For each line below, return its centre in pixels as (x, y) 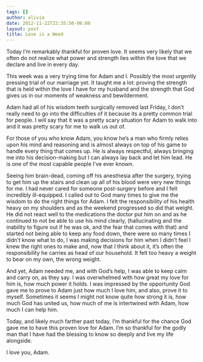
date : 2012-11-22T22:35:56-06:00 (48, 23)
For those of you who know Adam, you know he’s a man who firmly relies (98, 138)
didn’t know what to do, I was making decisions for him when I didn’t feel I (98, 240)
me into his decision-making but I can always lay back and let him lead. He (99, 157)
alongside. (19, 341)
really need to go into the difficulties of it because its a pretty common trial (99, 114)
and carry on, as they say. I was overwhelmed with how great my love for (98, 278)
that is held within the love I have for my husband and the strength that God (100, 89)
